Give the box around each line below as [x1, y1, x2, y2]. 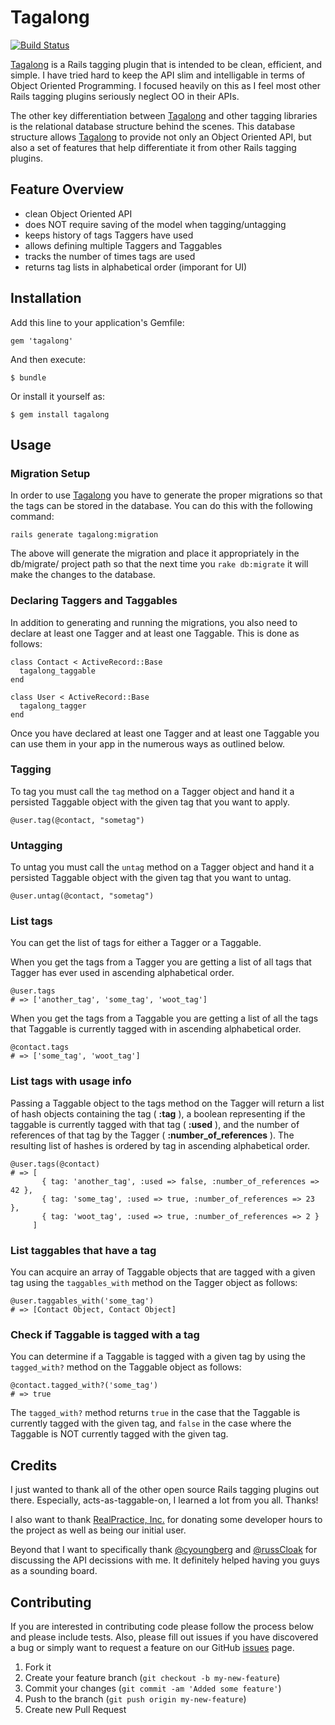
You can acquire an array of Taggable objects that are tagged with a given [10, 1266, 316, 1278]
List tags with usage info [10, 1074, 132, 1088]
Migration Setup [10, 466, 91, 480]
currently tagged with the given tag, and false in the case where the [10, 1417, 292, 1430]
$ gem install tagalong [10, 409, 110, 420]
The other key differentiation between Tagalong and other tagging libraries [10, 109, 318, 121]
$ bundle [10, 372, 47, 383]
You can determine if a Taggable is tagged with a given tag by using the [10, 1351, 306, 1363]
